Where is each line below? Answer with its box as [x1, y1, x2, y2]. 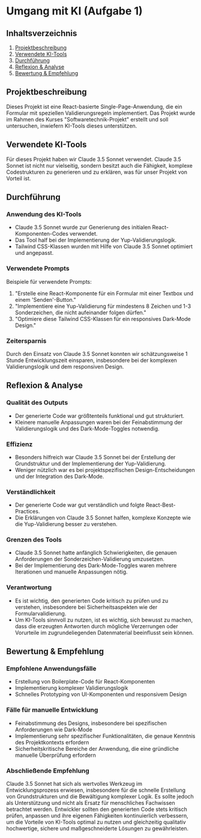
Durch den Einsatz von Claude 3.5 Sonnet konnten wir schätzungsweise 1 [6, 350, 188, 357]
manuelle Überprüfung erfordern [14, 751, 96, 759]
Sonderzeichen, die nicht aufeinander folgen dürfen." [14, 308, 147, 316]
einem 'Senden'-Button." [14, 296, 76, 303]
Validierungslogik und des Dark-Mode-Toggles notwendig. [14, 425, 160, 432]
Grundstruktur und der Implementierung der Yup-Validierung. [14, 460, 166, 467]
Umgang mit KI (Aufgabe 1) [6, 4, 143, 18]
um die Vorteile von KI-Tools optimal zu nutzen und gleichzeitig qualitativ [6, 819, 186, 826]
